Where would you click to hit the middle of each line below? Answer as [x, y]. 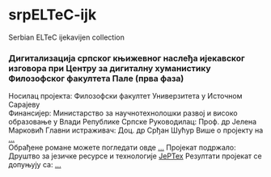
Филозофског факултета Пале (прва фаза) [96, 78]
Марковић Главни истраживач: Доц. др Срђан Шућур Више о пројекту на [136, 130]
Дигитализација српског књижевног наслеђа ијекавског [127, 58]
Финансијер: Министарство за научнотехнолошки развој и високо [123, 113]
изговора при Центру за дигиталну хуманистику [110, 68]
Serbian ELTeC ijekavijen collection [67, 37]
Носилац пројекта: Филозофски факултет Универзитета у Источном [125, 96]
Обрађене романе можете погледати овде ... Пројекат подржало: [122, 148]
